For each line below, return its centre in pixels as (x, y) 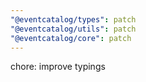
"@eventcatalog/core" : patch (71, 38)
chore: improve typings (58, 67)
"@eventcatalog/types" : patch (73, 19)
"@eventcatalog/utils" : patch (73, 29)
